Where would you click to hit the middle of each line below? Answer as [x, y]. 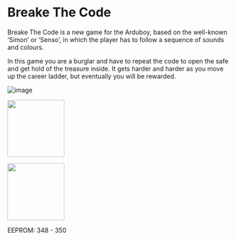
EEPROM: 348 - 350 [37, 230]
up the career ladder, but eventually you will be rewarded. [92, 76]
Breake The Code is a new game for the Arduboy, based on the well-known [117, 32]
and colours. [26, 47]
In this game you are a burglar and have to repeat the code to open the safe [118, 61]
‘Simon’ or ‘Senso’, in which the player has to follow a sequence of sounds [116, 39]
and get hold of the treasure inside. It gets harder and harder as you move [116, 68]
